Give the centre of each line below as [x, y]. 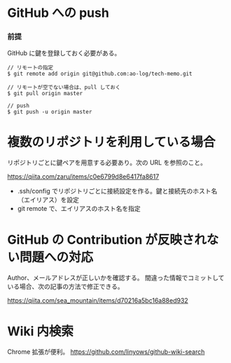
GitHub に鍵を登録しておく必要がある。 [64, 53]
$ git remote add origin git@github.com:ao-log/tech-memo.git [100, 74]
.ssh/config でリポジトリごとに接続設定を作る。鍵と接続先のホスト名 [117, 191]
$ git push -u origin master [50, 112]
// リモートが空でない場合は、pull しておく [64, 88]
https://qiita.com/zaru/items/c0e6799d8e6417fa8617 [83, 177]
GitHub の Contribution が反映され [107, 239]
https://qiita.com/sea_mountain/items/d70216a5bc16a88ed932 [98, 301]
